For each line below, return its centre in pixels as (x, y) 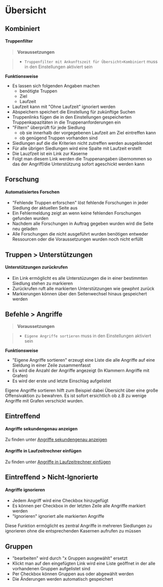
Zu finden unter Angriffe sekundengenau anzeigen (56, 440)
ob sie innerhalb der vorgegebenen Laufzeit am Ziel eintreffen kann (88, 133)
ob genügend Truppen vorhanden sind (59, 138)
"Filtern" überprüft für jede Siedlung (49, 127)
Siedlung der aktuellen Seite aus (45, 208)
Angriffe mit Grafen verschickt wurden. (44, 400)
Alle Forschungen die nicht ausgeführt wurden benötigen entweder (80, 234)
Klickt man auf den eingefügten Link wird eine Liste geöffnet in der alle (84, 563)
